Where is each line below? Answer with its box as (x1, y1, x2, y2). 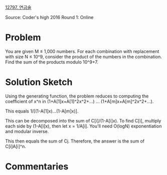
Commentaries (5, 161, 69, 172)
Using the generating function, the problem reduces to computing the (5, 93, 149, 99)
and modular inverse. (5, 128, 49, 134)
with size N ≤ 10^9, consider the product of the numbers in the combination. (5, 53, 162, 59)
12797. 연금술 (5, 4, 32, 10)
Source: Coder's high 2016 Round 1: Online (5, 14, 94, 20)
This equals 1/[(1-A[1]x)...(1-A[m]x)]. (5, 108, 79, 114)
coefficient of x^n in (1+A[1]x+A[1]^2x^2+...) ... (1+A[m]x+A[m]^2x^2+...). (5, 98, 154, 104)
